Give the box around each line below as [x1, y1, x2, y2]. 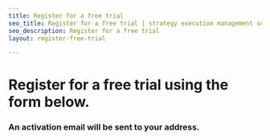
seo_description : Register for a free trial [8, 27, 160, 35]
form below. [8, 93, 90, 111]
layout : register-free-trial [8, 34, 106, 43]
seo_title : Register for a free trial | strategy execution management [8, 19, 253, 27]
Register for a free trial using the [8, 76, 229, 94]
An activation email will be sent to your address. [8, 121, 200, 133]
